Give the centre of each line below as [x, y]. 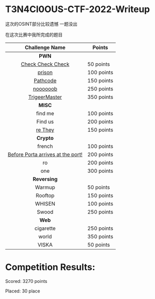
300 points [100, 171]
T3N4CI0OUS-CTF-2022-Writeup [77, 9]
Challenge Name [45, 47]
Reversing [45, 179]
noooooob [45, 88]
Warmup [45, 187]
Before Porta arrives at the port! [45, 154]
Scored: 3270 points [26, 281]
